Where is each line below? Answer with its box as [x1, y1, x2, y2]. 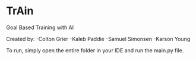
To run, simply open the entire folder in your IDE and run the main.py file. [6, 46, 184, 54]
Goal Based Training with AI [6, 24, 74, 31]
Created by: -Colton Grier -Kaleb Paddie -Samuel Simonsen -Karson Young [6, 35, 191, 42]
